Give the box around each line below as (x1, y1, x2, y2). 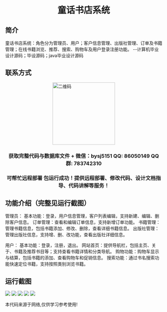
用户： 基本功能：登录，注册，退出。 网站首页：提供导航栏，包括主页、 (5, 242, 152, 248)
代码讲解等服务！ (68, 182, 110, 189)
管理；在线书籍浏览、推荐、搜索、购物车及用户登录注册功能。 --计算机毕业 (5, 46, 159, 52)
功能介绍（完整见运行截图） (5, 199, 91, 207)
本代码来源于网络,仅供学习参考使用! (5, 302, 78, 308)
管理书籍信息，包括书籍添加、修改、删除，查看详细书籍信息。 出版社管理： (5, 225, 160, 232)
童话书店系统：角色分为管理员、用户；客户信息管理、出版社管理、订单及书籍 (5, 40, 163, 46)
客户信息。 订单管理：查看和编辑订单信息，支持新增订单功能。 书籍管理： (9, 219, 161, 225)
